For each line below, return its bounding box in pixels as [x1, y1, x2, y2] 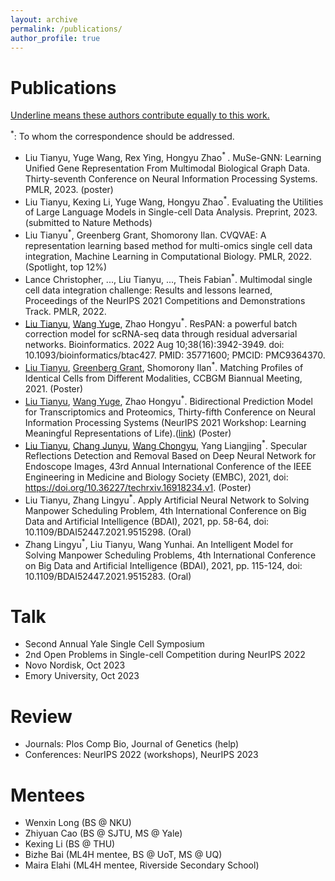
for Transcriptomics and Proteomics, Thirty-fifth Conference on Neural [24, 406, 316, 418]
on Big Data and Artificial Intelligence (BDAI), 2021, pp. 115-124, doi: [24, 559, 303, 571]
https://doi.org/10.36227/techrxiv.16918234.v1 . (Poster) [24, 482, 252, 494]
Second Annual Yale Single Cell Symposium [24, 638, 205, 650]
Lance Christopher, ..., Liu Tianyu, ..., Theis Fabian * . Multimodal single [24, 271, 313, 285]
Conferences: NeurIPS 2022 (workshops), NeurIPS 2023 [24, 749, 259, 761]
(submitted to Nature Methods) [24, 217, 153, 229]
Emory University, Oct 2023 [24, 670, 140, 682]
